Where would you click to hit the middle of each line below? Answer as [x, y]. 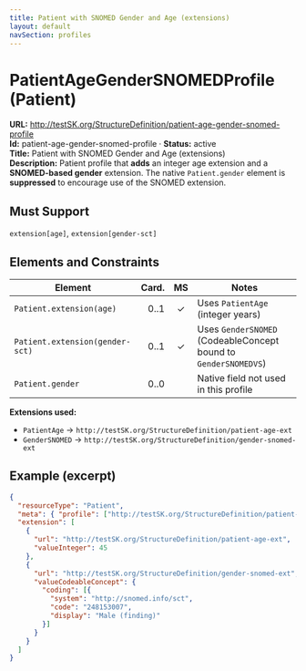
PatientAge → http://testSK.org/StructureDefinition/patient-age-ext [158, 429]
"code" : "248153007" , [91, 607]
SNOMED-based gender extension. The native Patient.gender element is [148, 173]
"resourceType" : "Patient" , [71, 506]
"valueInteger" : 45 [70, 548]
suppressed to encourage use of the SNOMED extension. [118, 182]
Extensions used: [43, 412]
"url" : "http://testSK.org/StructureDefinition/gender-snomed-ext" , [166, 573]
